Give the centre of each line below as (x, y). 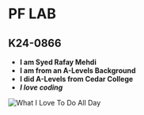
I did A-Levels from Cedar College (76, 79)
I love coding (41, 87)
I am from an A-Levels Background (78, 71)
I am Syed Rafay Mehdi (58, 62)
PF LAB (32, 14)
